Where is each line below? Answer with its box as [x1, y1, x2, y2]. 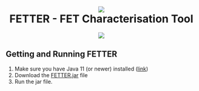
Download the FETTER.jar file [14, 71, 88, 78]
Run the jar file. [14, 78, 53, 85]
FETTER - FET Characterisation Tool [9, 12, 194, 26]
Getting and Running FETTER [5, 49, 118, 60]
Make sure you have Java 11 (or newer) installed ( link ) [14, 65, 149, 72]
